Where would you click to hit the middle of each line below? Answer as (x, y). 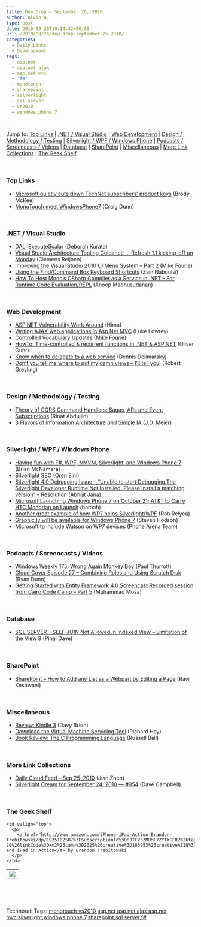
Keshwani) (28, 685)
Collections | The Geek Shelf (41, 153)
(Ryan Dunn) (30, 579)
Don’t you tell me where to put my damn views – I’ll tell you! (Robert (98, 363)
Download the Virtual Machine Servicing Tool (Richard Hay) (88, 732)
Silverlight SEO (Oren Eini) (47, 475)
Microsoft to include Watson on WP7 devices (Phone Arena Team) (96, 526)
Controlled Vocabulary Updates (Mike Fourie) (71, 338)
